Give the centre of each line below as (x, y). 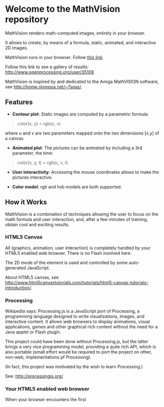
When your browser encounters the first (46, 400)
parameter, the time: (33, 153)
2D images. (17, 48)
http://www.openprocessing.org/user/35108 (50, 72)
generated (15, 268)
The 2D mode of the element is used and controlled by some (66, 262)
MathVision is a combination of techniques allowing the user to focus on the (82, 214)
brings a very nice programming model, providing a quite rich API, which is (81, 347)
